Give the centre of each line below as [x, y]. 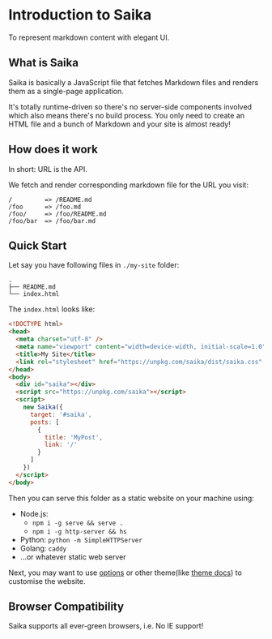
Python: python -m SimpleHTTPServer [81, 539]
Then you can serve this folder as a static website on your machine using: [132, 498]
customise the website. [47, 581]
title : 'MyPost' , [74, 437]
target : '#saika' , [61, 414]
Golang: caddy [43, 548]
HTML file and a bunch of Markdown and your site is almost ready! [119, 124]
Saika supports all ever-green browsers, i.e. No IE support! [106, 626]
